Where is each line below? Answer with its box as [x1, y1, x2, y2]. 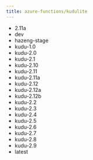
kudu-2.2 [14, 98, 37, 105]
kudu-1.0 [14, 43, 36, 50]
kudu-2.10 [14, 62, 39, 69]
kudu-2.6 [14, 123, 37, 130]
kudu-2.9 [14, 142, 37, 149]
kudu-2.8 [14, 136, 37, 143]
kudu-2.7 [14, 129, 37, 137]
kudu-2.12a [14, 86, 42, 93]
